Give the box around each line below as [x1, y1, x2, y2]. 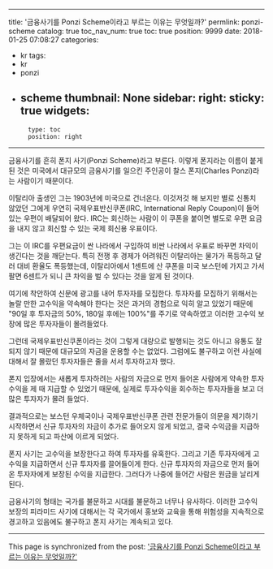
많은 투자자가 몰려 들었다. [8, 394, 89, 403]
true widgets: [19, 104, 90, 118]
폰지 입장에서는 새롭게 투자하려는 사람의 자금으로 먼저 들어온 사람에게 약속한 [8, 373, 249, 383]
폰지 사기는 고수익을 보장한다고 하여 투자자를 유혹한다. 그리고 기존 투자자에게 [8, 448, 252, 459]
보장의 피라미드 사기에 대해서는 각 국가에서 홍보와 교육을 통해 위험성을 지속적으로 [8, 506, 265, 516]
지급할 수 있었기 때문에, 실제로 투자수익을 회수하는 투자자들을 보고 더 [47, 383, 264, 394]
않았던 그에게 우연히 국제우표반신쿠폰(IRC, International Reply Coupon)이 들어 [8, 203, 260, 213]
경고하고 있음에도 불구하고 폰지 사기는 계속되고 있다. [8, 516, 173, 526]
